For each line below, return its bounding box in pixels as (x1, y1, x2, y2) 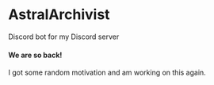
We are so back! (8, 50, 63, 60)
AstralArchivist (8, 6, 110, 24)
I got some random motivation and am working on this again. (8, 68, 206, 77)
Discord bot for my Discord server (8, 32, 120, 41)
